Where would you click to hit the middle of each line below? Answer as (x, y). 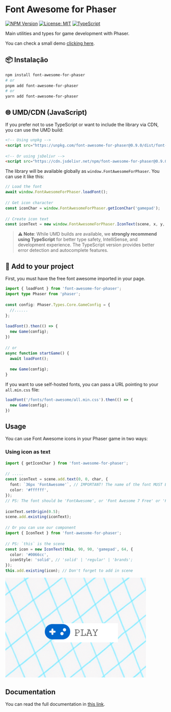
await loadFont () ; (30, 359)
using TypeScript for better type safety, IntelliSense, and (78, 239)
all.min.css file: (22, 390)
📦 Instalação (27, 60)
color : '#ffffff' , (30, 490)
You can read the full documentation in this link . (55, 704)
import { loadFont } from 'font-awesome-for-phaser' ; (64, 289)
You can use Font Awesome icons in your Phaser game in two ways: (77, 439)
